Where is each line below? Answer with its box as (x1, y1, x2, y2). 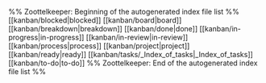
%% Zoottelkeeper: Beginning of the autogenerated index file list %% (8, 7, 240, 16)
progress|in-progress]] (8, 32, 85, 42)
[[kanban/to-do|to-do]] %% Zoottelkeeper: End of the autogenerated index (8, 58, 258, 68)
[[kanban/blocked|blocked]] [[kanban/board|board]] (8, 15, 182, 25)
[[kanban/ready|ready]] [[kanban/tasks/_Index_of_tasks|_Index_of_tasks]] (8, 50, 254, 59)
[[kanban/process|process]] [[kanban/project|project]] (8, 41, 190, 51)
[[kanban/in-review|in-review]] (85, 32, 189, 42)
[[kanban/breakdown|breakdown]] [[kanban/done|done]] (8, 24, 198, 33)
